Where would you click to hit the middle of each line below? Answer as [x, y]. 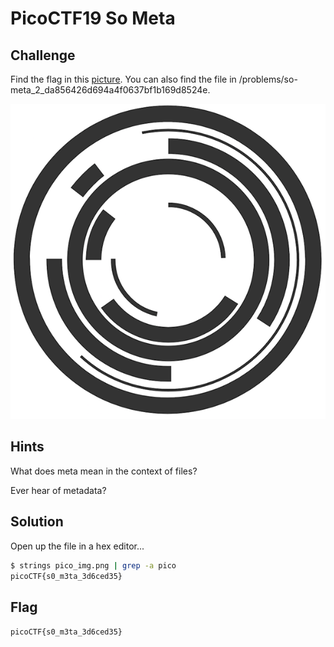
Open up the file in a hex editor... [77, 546]
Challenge [43, 55]
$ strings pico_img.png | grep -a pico [93, 565]
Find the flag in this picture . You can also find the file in [123, 79]
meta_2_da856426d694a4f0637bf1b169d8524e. [110, 90]
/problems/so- [268, 79]
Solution [37, 522]
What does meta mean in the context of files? [104, 471]
